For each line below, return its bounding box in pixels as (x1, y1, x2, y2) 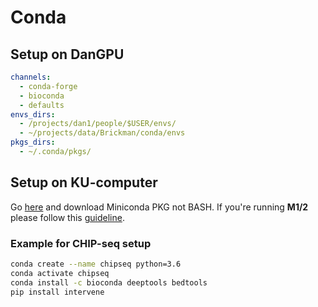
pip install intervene (10, 287, 105, 297)
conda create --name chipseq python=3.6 (10, 259, 182, 269)
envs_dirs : (10, 109, 56, 120)
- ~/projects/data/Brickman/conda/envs (19, 128, 186, 138)
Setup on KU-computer (10, 174, 158, 191)
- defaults (19, 100, 65, 110)
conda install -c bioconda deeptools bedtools (10, 277, 208, 288)
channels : (10, 72, 52, 82)
